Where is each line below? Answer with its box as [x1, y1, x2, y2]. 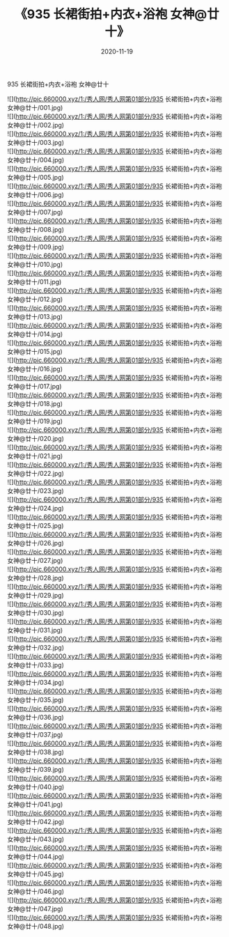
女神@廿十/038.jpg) [7, 748, 65, 756]
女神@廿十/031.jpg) [7, 626, 63, 634]
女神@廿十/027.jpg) [7, 556, 63, 564]
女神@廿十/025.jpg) [7, 521, 64, 529]
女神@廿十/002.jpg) [7, 121, 65, 129]
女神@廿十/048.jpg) [7, 922, 65, 930]
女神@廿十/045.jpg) [7, 869, 65, 878]
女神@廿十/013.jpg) [7, 312, 63, 320]
